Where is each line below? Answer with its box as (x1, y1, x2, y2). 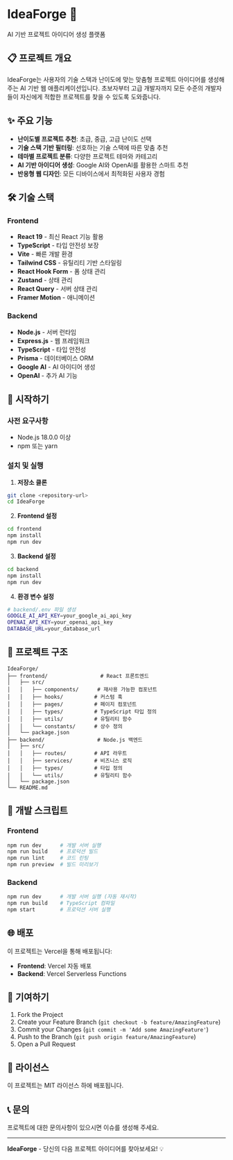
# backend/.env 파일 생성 (7, 606, 76, 613)
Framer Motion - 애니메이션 (17, 293, 96, 301)
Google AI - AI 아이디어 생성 (17, 363, 96, 371)
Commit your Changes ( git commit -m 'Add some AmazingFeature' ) (17, 1025, 209, 1034)
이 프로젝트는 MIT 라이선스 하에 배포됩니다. (7, 1082, 124, 1090)
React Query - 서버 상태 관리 (17, 285, 98, 293)
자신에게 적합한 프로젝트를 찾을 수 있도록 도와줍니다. (19, 92, 161, 101)
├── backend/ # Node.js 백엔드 (7, 736, 144, 743)
